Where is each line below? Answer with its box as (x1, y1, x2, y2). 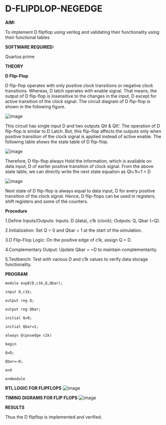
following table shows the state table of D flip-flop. (5, 139, 109, 145)
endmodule (5, 376, 26, 381)
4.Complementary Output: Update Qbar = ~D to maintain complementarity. (5, 247, 158, 253)
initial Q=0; (5, 315, 32, 321)
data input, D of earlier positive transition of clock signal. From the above (5, 163, 154, 169)
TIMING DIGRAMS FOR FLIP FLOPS (5, 395, 78, 401)
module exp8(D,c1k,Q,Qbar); (5, 280, 63, 286)
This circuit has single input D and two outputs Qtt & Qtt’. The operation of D (5, 123, 160, 129)
